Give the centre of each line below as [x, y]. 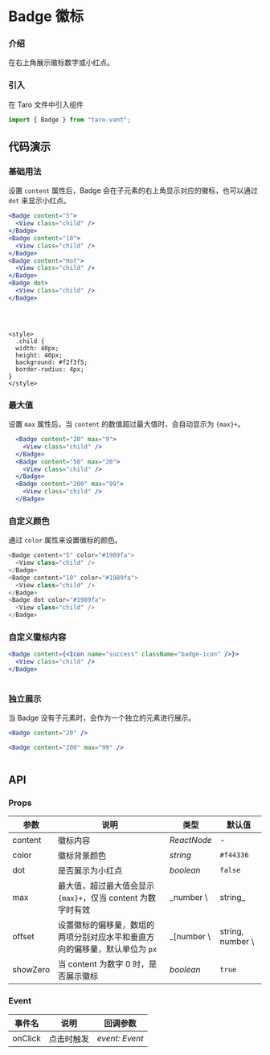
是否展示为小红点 [90, 871]
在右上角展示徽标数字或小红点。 [61, 63]
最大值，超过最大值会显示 [106, 886]
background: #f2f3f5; [52, 362]
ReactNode [191, 840]
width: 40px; [37, 348]
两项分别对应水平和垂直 [102, 937]
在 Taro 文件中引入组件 [46, 104]
